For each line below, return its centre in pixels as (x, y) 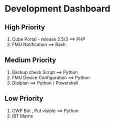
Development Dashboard (57, 9)
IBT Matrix (22, 116)
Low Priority (24, 99)
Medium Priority (30, 60)
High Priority (25, 27)
